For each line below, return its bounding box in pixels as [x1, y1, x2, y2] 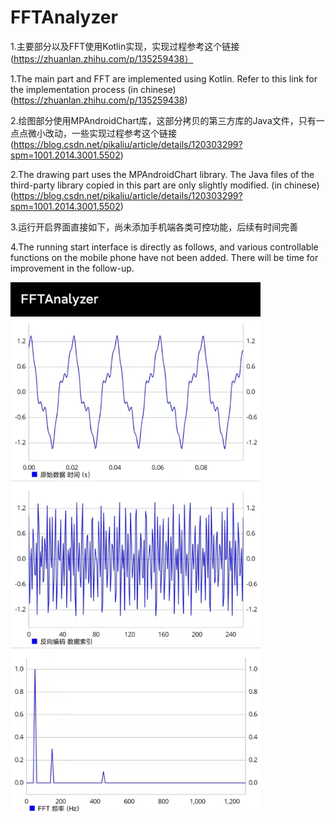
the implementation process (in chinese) [10, 83, 177, 95]
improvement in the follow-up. [10, 262, 135, 274]
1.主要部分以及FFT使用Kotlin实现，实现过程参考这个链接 [10, 40, 240, 52]
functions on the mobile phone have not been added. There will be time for [10, 251, 319, 263]
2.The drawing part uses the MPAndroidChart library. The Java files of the [10, 168, 315, 180]
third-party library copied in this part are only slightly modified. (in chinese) [10, 179, 320, 191]
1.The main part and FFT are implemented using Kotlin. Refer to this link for [10, 72, 318, 85]
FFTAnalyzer [10, 6, 118, 29]
